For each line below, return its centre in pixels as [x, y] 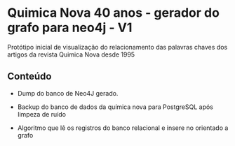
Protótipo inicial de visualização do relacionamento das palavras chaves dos [117, 47]
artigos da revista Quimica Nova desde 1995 [71, 54]
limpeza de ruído [42, 114]
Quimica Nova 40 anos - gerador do [113, 13]
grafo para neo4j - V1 [70, 28]
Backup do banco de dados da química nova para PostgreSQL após [115, 107]
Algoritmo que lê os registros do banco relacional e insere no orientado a [123, 128]
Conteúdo [29, 76]
